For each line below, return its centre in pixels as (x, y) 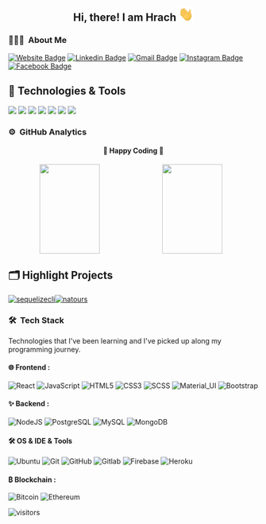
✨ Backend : (29, 404)
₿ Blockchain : (32, 479)
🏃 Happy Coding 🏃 (133, 151)
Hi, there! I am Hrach (125, 18)
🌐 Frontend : (29, 367)
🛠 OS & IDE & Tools (40, 441)
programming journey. (44, 349)
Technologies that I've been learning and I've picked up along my (115, 340)
